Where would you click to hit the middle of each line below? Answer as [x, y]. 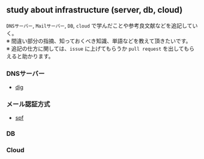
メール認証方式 [28, 105]
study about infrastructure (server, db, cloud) [94, 10]
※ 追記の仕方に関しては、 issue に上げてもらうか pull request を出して [95, 48]
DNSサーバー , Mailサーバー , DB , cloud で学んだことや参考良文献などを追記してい [102, 25]
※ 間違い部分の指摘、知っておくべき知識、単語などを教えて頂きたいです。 [99, 41]
